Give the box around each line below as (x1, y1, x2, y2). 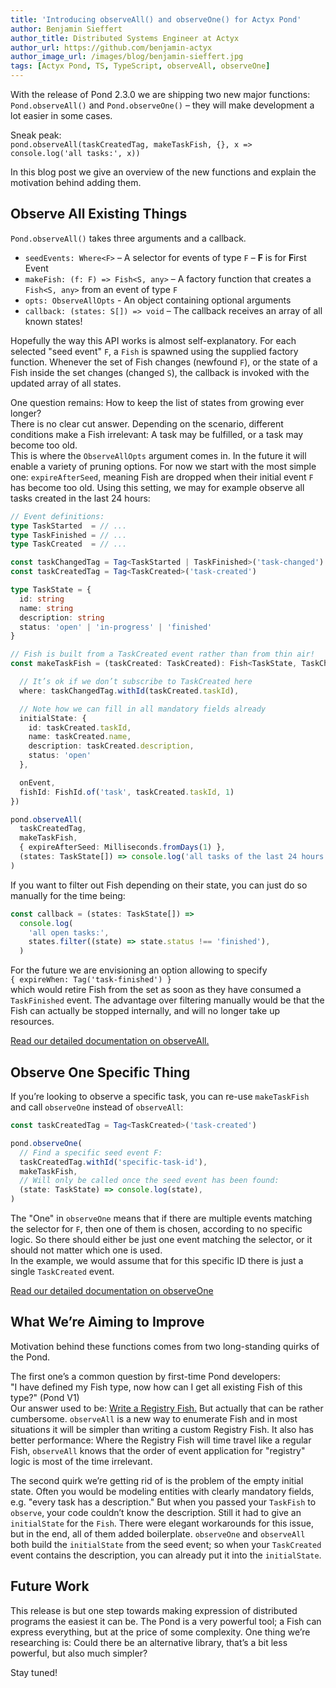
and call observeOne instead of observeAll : (10, 1101, 184, 1113)
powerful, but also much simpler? (10, 1647, 148, 1659)
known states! (24, 315, 83, 327)
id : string (19, 594, 65, 604)
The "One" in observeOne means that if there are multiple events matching (10, 1212, 313, 1224)
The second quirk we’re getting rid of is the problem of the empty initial (10, 1474, 304, 1486)
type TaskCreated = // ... (10, 539, 128, 550)
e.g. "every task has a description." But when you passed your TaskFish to (10, 1496, 317, 1508)
